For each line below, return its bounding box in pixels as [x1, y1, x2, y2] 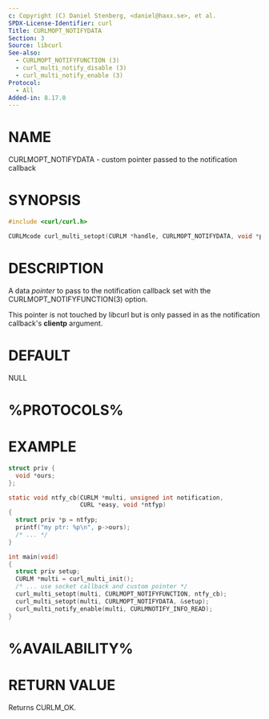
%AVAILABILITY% [8, 639, 134, 657]
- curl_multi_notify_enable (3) [15, 71, 124, 79]
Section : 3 [8, 34, 45, 42]
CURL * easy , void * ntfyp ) [79, 501, 167, 509]
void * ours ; [15, 471, 56, 479]
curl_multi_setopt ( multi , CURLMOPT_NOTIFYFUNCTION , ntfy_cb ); [15, 590, 227, 598]
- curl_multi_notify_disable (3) [15, 64, 127, 72]
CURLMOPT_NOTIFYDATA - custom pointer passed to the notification [8, 155, 238, 164]
